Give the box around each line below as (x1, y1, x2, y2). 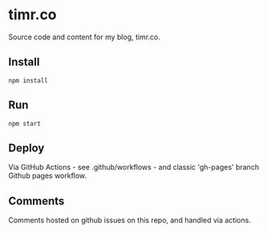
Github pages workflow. (8, 171, 87, 181)
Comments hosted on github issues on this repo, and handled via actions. (8, 215, 251, 225)
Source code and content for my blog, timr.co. (8, 32, 160, 42)
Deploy (8, 141, 45, 155)
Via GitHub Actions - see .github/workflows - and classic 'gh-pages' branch (8, 163, 259, 172)
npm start (8, 119, 42, 127)
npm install (8, 76, 48, 85)
